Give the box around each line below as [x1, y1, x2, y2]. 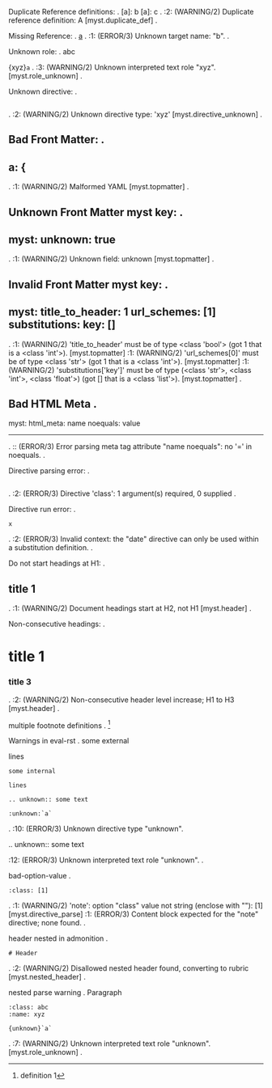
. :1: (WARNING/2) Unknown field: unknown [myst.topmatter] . [8, 254, 215, 264]
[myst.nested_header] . [8, 972, 87, 982]
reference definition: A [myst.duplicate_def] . [8, 15, 158, 25]
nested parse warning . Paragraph [8, 988, 123, 997]
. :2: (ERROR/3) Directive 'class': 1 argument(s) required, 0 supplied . [8, 489, 236, 498]
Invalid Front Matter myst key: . [8, 277, 168, 291]
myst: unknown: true [8, 232, 116, 246]
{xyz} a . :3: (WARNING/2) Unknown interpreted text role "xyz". [8, 62, 216, 72]
